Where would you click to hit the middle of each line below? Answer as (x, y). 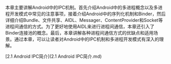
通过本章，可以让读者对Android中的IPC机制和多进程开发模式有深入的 (87, 39)
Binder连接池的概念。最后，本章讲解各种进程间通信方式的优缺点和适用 (79, 33)
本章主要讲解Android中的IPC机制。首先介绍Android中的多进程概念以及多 (82, 7)
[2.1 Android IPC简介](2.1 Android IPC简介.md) (54, 56)
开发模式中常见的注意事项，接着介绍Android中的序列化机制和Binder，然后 (88, 14)
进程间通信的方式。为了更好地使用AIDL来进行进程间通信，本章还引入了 (80, 26)
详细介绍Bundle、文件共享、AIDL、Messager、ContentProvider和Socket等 (84, 20)
